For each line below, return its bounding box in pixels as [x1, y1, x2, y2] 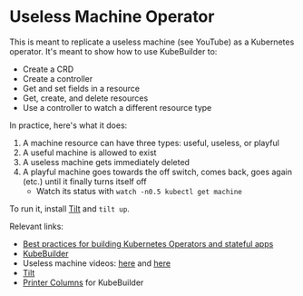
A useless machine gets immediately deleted [22, 156, 191, 167]
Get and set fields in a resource [22, 83, 141, 94]
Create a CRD [22, 64, 74, 74]
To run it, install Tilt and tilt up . [9, 202, 130, 214]
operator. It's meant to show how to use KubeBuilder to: [9, 45, 218, 56]
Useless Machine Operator [9, 6, 215, 27]
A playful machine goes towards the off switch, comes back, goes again [22, 166, 293, 177]
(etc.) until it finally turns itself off [22, 175, 147, 187]
